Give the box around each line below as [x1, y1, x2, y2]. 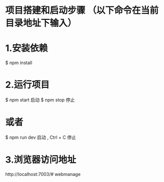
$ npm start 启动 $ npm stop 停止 [5, 97, 75, 103]
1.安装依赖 [5, 43, 48, 54]
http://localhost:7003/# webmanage [5, 171, 81, 177]
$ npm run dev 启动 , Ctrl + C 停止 [5, 134, 76, 140]
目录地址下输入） [5, 17, 77, 29]
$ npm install [5, 59, 32, 66]
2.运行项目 [5, 79, 50, 90]
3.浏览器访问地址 [5, 154, 76, 166]
